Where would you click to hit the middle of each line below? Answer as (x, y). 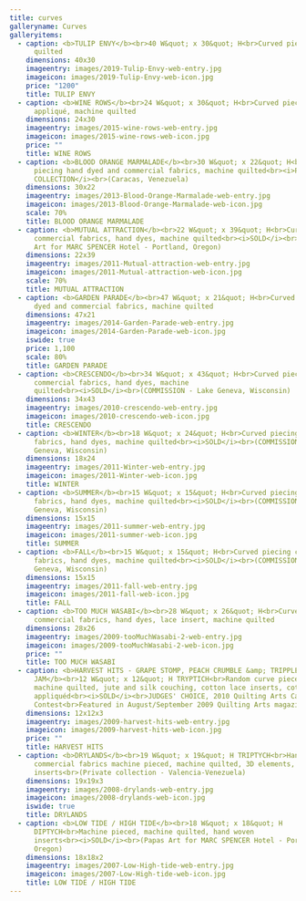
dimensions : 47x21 (61, 315)
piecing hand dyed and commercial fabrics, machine (133, 171)
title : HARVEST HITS (65, 747)
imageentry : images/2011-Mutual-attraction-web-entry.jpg (138, 264)
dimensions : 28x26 (61, 628)
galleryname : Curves (49, 26)
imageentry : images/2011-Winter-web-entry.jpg (116, 467)
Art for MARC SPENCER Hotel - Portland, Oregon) (127, 247)
